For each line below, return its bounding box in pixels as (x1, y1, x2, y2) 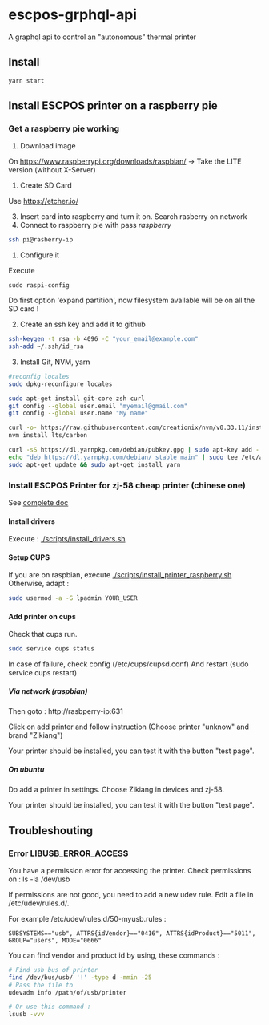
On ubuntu (8, 764, 45, 774)
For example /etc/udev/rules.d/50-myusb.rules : (8, 914, 167, 923)
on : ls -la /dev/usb (8, 874, 70, 884)
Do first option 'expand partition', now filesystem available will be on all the (8, 295, 255, 306)
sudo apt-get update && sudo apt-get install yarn (8, 460, 181, 468)
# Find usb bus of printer (8, 966, 98, 974)
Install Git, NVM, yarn (19, 357, 90, 367)
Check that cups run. (8, 630, 78, 639)
